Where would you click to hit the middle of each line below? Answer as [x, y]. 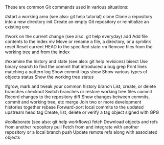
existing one [17, 27]
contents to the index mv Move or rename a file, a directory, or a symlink [78, 41]
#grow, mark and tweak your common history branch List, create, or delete [81, 86]
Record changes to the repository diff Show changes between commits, [78, 97]
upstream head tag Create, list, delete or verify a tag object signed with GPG [82, 112]
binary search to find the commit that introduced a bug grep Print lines [76, 66]
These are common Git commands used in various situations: [67, 7]
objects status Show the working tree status [49, 77]
